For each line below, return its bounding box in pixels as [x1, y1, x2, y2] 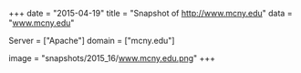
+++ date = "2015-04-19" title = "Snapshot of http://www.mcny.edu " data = [8, 8, 293, 18]
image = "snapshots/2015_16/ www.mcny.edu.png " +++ [8, 53, 216, 63]
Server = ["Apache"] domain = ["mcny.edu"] [8, 36, 175, 46]
